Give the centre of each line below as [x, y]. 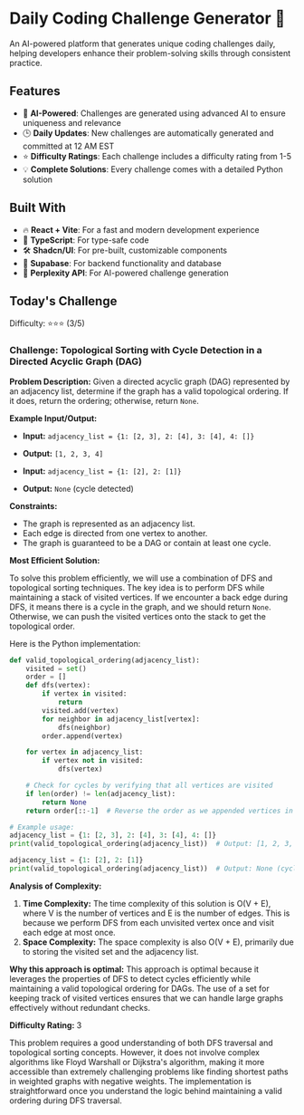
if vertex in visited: [85, 694]
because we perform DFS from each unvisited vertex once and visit [148, 922]
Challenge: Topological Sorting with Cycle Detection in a [136, 351]
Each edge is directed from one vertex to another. [115, 533]
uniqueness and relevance [72, 122]
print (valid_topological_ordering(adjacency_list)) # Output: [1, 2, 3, [152, 844]
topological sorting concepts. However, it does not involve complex [135, 1052]
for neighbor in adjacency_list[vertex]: [121, 719]
